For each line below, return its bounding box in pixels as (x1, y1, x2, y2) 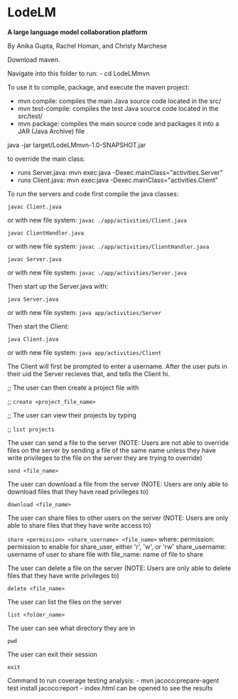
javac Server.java (7, 255, 62, 263)
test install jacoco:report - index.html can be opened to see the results (7, 683, 213, 692)
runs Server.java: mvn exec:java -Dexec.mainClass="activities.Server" (17, 168, 224, 176)
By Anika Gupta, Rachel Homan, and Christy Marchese (7, 41, 167, 50)
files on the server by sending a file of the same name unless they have (7, 446, 217, 454)
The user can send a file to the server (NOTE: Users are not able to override (7, 438, 229, 447)
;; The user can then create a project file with (7, 383, 139, 392)
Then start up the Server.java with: (7, 282, 109, 290)
